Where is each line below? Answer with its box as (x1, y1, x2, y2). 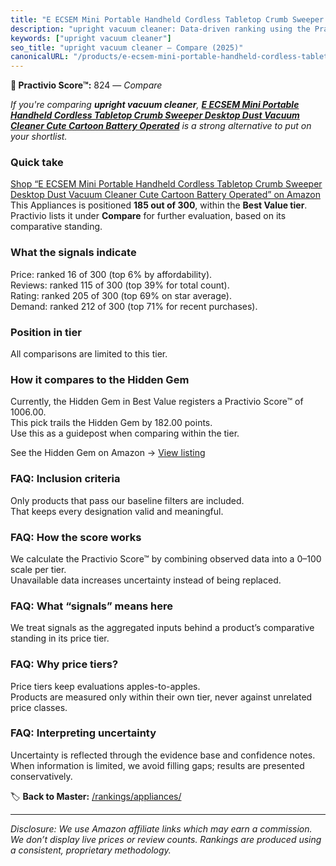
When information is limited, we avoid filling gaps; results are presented (10, 759, 305, 771)
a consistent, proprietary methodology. (10, 844, 172, 856)
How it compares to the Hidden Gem (10, 372, 190, 386)
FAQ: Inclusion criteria (10, 472, 121, 486)
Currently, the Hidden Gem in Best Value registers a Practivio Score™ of (10, 396, 304, 408)
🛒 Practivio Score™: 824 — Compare (10, 79, 163, 91)
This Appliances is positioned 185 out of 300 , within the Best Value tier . (10, 199, 308, 211)
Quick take (10, 156, 64, 170)
